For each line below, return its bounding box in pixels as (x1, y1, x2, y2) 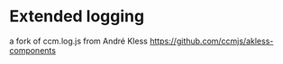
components (9, 44, 57, 55)
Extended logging (9, 6, 145, 27)
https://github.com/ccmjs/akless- (150, 36, 274, 46)
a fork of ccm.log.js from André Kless (9, 36, 149, 46)
